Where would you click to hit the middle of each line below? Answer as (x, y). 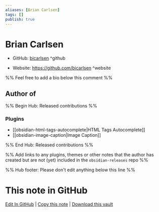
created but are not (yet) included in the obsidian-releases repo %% (77, 160)
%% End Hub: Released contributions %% (49, 145)
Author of (21, 94)
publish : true (20, 19)
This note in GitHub (46, 190)
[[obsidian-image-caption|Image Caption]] (57, 135)
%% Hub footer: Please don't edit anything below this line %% (70, 170)
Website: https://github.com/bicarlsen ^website (62, 68)
